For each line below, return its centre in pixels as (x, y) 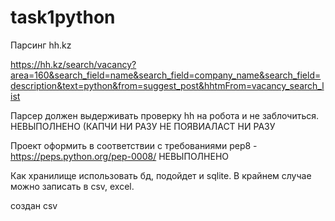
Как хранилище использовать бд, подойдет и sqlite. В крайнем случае (161, 175)
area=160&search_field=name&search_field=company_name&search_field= (166, 75)
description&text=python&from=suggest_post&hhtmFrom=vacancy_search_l (167, 85)
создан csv (34, 205)
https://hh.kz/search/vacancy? (73, 64)
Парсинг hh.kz (41, 45)
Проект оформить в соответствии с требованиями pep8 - (134, 145)
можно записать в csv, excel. (72, 186)
